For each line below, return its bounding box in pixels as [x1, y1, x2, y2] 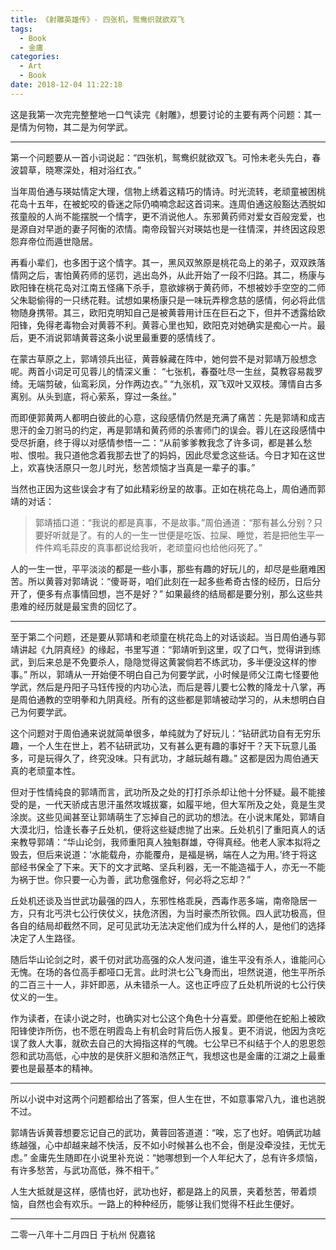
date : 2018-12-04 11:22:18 [10, 80, 123, 90]
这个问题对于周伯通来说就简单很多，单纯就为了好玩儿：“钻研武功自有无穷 [10, 727, 313, 739]
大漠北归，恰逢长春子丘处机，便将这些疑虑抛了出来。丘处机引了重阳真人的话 [10, 823, 326, 835]
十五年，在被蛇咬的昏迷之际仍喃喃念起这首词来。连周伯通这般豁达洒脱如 [27, 197, 326, 210]
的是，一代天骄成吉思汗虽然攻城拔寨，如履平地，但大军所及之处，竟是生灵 [18, 798, 326, 810]
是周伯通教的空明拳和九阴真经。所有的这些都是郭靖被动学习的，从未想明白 [10, 693, 317, 705]
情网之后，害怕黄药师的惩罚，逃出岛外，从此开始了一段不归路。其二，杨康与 [10, 269, 326, 281]
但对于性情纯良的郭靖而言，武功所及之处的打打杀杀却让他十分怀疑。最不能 [10, 786, 317, 798]
